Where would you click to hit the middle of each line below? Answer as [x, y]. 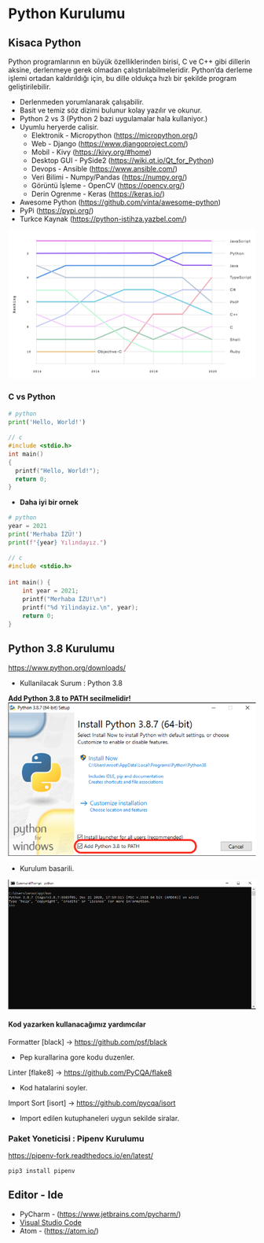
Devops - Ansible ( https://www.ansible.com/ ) [104, 169]
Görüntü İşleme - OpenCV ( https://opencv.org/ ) [108, 185]
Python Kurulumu [67, 14]
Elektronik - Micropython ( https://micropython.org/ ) [115, 135]
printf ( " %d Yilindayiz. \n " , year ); [81, 608]
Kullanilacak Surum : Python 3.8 [71, 683]
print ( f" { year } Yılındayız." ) [58, 542]
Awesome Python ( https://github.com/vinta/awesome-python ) [120, 202]
